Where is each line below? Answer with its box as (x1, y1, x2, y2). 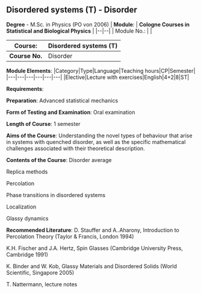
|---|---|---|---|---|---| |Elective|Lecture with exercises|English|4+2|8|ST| (6, 73, 190, 81)
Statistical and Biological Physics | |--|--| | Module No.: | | (6, 27, 152, 34)
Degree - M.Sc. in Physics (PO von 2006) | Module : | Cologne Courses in (6, 20, 190, 28)
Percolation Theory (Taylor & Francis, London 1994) (6, 233, 134, 240)
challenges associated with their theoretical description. (6, 145, 146, 152)
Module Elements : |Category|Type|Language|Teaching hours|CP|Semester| (6, 67, 196, 74)
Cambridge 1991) (6, 251, 48, 258)
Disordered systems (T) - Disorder (6, 5, 137, 15)
